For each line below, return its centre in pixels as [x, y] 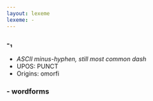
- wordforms [28, 91]
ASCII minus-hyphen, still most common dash [81, 58]
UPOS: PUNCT [37, 66]
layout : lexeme [28, 13]
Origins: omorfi [38, 74]
